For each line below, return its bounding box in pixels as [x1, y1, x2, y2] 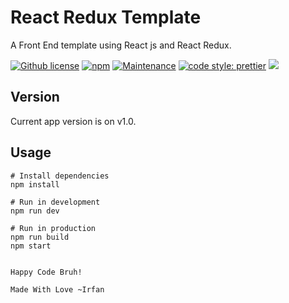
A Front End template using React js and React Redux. [10, 39, 232, 51]
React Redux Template [10, 6, 202, 29]
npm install [10, 179, 60, 190]
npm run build [10, 232, 70, 242]
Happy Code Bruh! [10, 267, 83, 277]
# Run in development [10, 197, 101, 207]
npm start [10, 241, 52, 251]
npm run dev [10, 206, 60, 216]
